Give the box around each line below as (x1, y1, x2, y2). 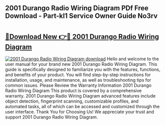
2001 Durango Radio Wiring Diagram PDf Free (5, 4, 149, 12)
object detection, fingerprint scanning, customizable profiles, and (5, 98, 139, 104)
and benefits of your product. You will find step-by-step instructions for (5, 72, 151, 78)
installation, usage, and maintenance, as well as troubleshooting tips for (5, 77, 152, 83)
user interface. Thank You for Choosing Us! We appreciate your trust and (5, 109, 155, 115)
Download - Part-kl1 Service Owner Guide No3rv (5, 12, 158, 20)
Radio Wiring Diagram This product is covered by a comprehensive (5, 88, 142, 94)
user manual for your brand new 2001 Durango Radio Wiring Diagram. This (5, 61, 158, 67)
